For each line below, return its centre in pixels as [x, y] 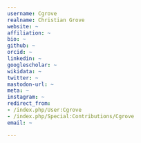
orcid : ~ [20, 53]
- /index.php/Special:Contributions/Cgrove [71, 116]
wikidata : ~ [24, 71]
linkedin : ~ [24, 59]
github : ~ [21, 46]
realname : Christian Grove [46, 20]
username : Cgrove [32, 13]
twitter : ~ [23, 78]
